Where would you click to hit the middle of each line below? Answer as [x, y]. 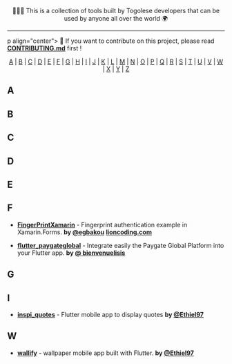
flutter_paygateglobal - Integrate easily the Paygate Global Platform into [120, 245]
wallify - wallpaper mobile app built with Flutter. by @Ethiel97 [106, 353]
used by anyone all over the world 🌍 [116, 18]
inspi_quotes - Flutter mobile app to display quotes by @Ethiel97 [110, 314]
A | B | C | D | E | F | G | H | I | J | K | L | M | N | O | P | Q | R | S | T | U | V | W [116, 61]
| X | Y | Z [116, 69]
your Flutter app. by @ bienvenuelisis [71, 253]
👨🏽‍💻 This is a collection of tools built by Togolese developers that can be [116, 11]
